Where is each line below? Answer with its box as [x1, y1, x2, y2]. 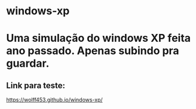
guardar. [6, 57, 50, 70]
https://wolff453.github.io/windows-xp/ [6, 96, 103, 104]
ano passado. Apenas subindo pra [6, 44, 179, 58]
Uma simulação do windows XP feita [6, 32, 191, 45]
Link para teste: [6, 80, 66, 91]
